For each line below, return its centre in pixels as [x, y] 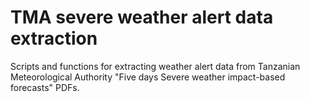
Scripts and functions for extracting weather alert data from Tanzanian [155, 66]
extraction [54, 38]
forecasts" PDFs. [45, 87]
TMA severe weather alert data [142, 17]
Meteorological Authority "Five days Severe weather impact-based [148, 77]
